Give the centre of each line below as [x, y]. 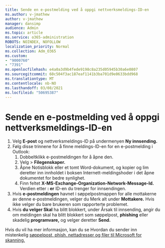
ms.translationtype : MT [30, 79]
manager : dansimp [23, 24]
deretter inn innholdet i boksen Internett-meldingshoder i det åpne [87, 173]
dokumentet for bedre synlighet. [52, 178]
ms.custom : [16, 56]
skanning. [15, 240]
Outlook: [21, 152]
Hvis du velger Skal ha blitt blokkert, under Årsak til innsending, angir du [86, 210]
